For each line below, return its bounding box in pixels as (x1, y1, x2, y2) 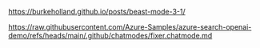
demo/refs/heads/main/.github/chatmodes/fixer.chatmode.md (8, 31, 213, 40)
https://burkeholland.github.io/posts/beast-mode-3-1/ (8, 7, 186, 16)
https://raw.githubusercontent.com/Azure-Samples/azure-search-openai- (8, 22, 252, 31)
